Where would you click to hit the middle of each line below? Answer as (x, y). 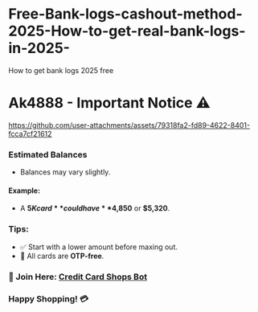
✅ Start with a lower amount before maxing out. (99, 247)
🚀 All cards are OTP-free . (62, 256)
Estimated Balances (48, 154)
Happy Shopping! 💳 (49, 298)
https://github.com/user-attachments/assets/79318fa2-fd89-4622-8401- (129, 125)
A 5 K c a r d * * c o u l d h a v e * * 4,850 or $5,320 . (95, 208)
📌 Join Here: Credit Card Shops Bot (78, 277)
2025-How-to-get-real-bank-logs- (127, 31)
